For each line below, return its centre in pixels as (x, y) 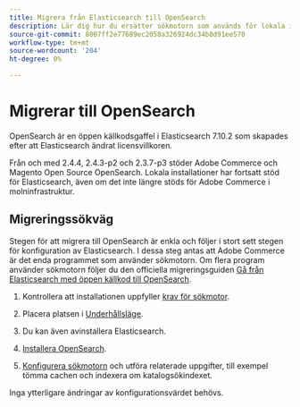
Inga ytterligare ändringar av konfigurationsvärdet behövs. (117, 392)
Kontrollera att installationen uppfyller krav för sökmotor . (126, 296)
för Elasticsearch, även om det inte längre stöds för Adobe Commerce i (140, 182)
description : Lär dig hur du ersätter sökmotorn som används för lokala (147, 26)
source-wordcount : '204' (55, 51)
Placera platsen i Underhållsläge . (83, 313)
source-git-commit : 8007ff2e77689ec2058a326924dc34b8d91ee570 (127, 34)
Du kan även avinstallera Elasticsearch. (94, 331)
